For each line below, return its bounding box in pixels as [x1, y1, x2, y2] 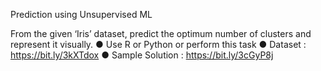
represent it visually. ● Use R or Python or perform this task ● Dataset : [10, 39, 307, 50]
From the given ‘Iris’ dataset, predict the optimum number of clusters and [10, 28, 312, 39]
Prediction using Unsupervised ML [10, 9, 153, 20]
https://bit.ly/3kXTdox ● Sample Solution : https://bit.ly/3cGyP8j [10, 49, 274, 61]
